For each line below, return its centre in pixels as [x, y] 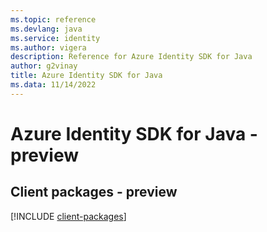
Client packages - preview [94, 192]
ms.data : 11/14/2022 [53, 85]
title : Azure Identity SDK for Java [86, 76]
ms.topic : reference [53, 19]
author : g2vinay [44, 66]
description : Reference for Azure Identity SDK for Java [131, 57]
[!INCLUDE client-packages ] [68, 216]
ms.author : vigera [48, 47]
